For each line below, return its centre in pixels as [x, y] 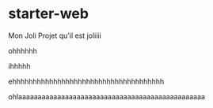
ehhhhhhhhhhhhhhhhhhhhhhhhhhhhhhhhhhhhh [86, 81]
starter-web [49, 14]
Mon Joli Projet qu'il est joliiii [55, 35]
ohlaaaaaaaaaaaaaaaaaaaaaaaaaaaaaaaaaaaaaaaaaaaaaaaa [107, 96]
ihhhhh [19, 66]
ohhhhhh [23, 50]
